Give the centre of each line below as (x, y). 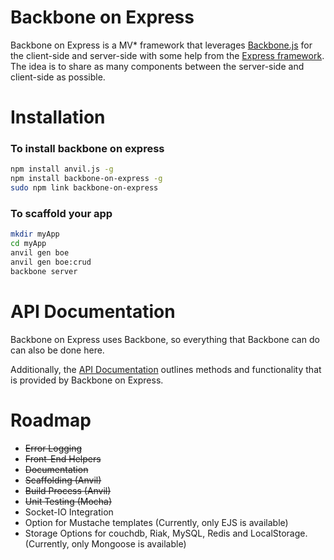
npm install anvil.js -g (62, 169)
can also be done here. (57, 350)
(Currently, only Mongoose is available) (105, 543)
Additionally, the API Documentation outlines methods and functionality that (166, 369)
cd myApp (28, 244)
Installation (58, 117)
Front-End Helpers (63, 458)
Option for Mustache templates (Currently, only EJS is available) (156, 522)
